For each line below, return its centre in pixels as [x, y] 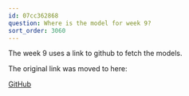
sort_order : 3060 [37, 30]
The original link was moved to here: [68, 69]
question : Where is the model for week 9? [80, 23]
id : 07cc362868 [33, 16]
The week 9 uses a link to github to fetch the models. [95, 54]
